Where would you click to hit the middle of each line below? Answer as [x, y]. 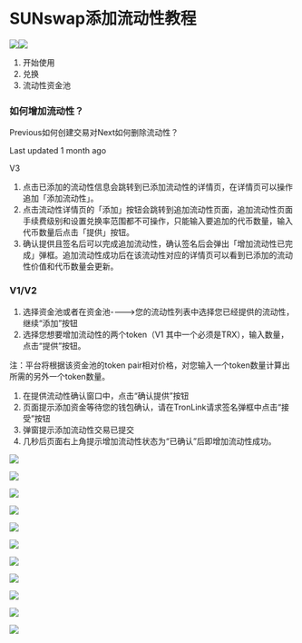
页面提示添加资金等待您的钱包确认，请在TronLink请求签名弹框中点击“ [152, 407]
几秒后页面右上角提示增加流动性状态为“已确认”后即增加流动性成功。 [149, 440]
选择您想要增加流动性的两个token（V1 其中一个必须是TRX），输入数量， [156, 334]
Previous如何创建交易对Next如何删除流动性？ [94, 133]
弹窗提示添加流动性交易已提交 [78, 430]
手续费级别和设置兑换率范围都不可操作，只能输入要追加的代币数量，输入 [157, 221]
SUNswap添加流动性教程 [103, 19]
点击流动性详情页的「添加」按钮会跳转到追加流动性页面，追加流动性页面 [157, 210]
